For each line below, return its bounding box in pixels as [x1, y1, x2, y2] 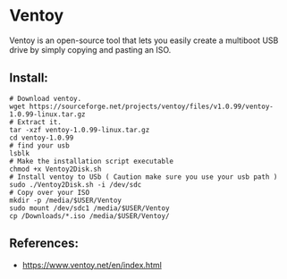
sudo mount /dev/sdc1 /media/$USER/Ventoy [9, 203, 170, 213]
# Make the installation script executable [9, 156, 174, 165]
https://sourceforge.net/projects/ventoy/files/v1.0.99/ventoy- [29, 102, 274, 111]
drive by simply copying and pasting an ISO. [9, 44, 172, 55]
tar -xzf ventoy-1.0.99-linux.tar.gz [9, 125, 150, 134]
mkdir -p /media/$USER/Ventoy [9, 196, 122, 205]
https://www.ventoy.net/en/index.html [21, 259, 163, 270]
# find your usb [9, 140, 70, 150]
